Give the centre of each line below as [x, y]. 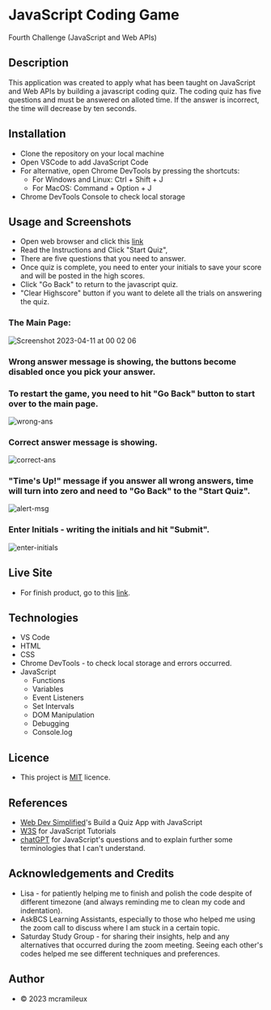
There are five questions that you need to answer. [103, 259]
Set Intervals [53, 707]
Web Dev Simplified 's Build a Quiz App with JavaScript [111, 823]
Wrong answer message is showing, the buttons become [123, 361]
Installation [37, 134]
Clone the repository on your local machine [92, 153]
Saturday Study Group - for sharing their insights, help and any [125, 936]
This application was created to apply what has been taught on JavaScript [132, 82]
